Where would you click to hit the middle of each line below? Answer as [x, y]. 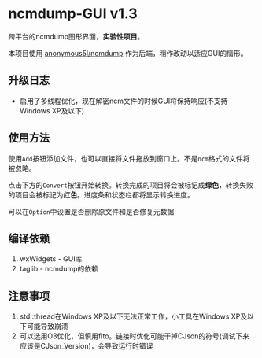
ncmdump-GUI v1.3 [73, 14]
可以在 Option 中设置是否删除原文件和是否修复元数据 [91, 211]
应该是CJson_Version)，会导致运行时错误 [86, 346]
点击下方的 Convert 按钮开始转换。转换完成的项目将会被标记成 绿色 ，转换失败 [131, 185]
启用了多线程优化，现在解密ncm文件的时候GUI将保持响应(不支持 [124, 101]
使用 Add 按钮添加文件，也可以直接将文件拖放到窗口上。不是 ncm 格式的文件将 [129, 158]
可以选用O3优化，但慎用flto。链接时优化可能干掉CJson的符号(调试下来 [135, 336]
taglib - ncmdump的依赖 [59, 269]
